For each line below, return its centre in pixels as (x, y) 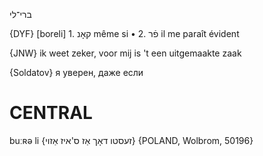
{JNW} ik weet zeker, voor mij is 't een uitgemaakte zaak (125, 53)
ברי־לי (20, 14)
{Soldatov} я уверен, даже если (76, 72)
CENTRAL (51, 113)
